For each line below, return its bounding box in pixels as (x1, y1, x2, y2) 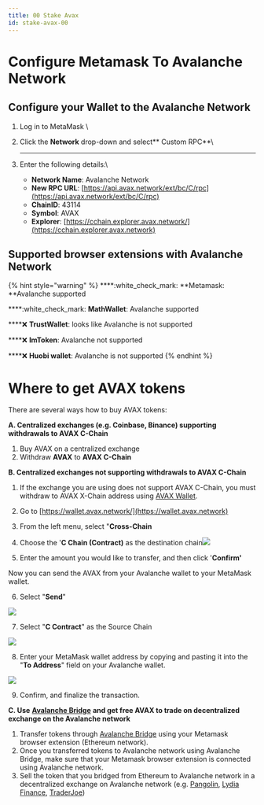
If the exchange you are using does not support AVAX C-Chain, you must (19, 483, 256, 493)
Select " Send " (19, 592, 67, 602)
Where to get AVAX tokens (8, 379, 186, 397)
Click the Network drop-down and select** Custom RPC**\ (19, 137, 214, 146)
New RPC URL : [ (31, 183, 85, 193)
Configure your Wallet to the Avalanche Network (8, 101, 251, 114)
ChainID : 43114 (31, 200, 81, 209)
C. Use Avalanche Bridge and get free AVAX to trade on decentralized (8, 706, 240, 715)
